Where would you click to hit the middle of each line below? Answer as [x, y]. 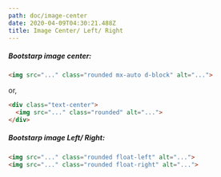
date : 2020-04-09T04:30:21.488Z [62, 23]
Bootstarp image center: [50, 56]
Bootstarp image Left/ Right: [57, 138]
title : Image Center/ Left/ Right [66, 30]
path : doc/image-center [48, 16]
